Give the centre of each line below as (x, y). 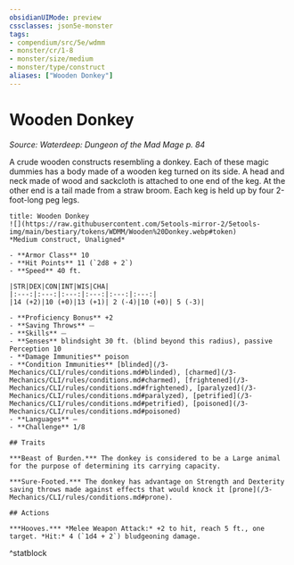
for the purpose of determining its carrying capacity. (115, 466)
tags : (19, 34)
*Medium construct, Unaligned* (67, 239)
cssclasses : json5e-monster (61, 26)
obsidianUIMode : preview (55, 17)
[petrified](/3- (223, 395)
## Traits (28, 443)
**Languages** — (47, 419)
